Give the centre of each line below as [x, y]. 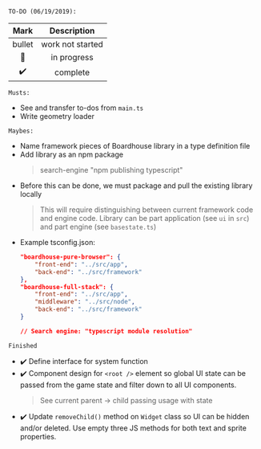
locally [31, 194]
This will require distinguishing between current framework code [147, 210]
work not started [72, 44]
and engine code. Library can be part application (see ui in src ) [145, 218]
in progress [72, 57]
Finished [23, 345]
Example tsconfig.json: [58, 242]
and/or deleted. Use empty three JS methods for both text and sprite [133, 428]
